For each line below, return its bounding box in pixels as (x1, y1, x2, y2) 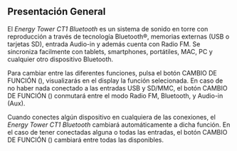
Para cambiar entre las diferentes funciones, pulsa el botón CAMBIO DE (7, 68, 217, 77)
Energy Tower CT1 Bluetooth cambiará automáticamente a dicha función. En (7, 120, 231, 129)
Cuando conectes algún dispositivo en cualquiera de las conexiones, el (7, 113, 216, 121)
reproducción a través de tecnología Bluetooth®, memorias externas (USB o (7, 32, 230, 41)
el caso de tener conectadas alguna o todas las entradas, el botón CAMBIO (7, 127, 228, 136)
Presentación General (7, 6, 106, 18)
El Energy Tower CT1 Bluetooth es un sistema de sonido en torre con (7, 24, 209, 33)
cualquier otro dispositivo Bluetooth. (7, 55, 114, 63)
